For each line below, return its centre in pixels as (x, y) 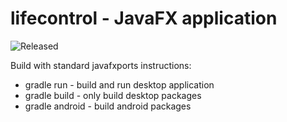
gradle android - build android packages (108, 106)
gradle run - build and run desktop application (119, 84)
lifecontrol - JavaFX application (144, 18)
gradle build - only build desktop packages (113, 95)
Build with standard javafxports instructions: (101, 65)
